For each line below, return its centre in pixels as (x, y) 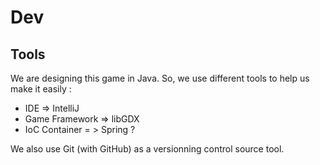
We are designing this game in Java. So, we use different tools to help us (160, 78)
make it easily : (41, 89)
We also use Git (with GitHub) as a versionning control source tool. (147, 149)
